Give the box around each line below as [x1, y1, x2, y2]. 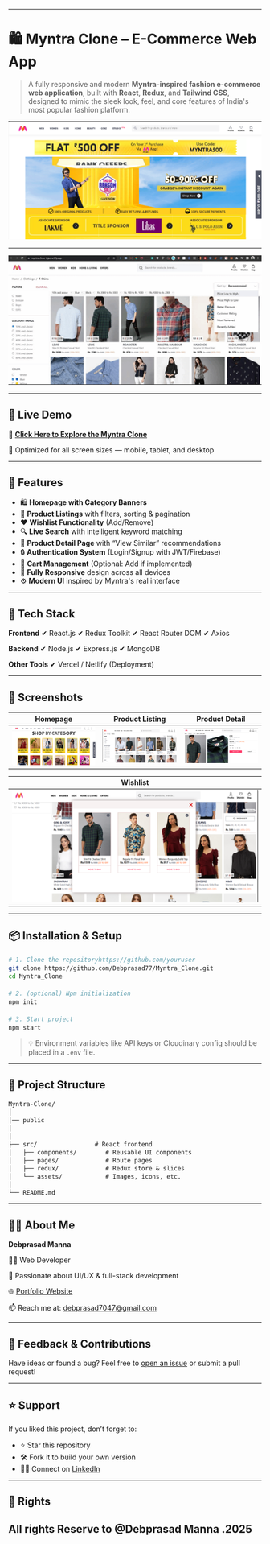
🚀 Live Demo [8, 408, 72, 422]
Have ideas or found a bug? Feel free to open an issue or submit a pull [8, 1358, 241, 1368]
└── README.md [8, 1189, 56, 1197]
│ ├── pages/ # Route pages [8, 1157, 153, 1165]
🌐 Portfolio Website [8, 1286, 73, 1296]
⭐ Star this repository [19, 1440, 91, 1450]
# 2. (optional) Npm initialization [8, 989, 131, 998]
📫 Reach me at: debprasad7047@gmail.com [8, 1303, 157, 1313]
